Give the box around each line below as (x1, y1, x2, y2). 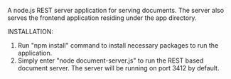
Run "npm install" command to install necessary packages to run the (17, 41, 219, 49)
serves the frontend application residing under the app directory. (7, 14, 197, 22)
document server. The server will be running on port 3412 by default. (17, 64, 220, 72)
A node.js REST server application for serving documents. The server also (7, 6, 225, 14)
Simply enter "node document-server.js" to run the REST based (17, 56, 204, 65)
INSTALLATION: (7, 28, 54, 36)
